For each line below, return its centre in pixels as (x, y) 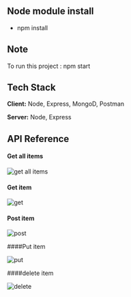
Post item (21, 218)
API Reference (38, 139)
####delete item (30, 273)
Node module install (50, 11)
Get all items (25, 156)
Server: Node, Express (39, 117)
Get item (19, 187)
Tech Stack (31, 87)
